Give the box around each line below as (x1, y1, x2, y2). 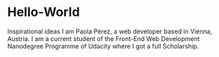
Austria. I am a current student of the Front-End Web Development (7, 34, 200, 42)
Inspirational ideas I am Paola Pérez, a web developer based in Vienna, (7, 27, 213, 35)
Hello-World (7, 4, 80, 20)
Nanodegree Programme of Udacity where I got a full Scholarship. (7, 42, 199, 50)
